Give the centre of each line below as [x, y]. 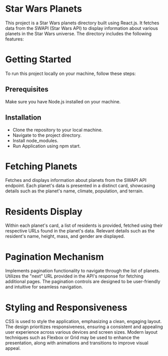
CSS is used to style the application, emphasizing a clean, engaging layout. [83, 322]
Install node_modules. [35, 140]
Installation [23, 118]
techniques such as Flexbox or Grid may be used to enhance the [73, 338]
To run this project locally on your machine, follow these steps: [71, 73]
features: [15, 39]
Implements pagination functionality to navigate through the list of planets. [83, 271]
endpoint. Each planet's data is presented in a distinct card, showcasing [80, 186]
